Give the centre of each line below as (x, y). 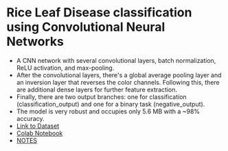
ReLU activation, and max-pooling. (65, 68)
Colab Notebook (39, 133)
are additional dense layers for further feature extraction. (97, 90)
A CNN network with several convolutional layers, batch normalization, (116, 60)
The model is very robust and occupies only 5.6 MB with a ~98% (108, 111)
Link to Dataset (38, 126)
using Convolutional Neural (86, 27)
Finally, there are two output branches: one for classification (101, 96)
